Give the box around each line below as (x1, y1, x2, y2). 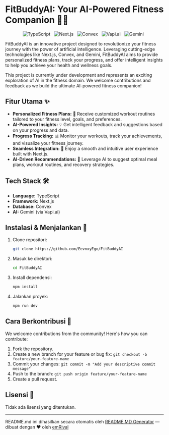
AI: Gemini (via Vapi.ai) (12, 208, 60, 215)
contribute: (5, 336, 28, 342)
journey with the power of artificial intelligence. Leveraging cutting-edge (5, 46, 155, 52)
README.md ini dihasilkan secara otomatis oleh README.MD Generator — (5, 418, 160, 424)
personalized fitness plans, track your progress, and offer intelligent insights (5, 57, 163, 63)
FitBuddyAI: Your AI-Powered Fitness (5, 4, 164, 15)
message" (12, 366, 31, 371)
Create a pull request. (12, 376, 58, 382)
